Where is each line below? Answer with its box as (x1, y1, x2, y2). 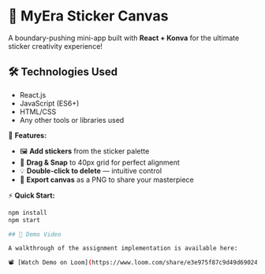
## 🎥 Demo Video (8, 230, 62, 239)
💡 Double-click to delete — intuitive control (19, 165, 162, 176)
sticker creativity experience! (8, 41, 103, 50)
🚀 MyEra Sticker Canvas (8, 7, 169, 25)
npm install (8, 209, 47, 217)
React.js (19, 90, 47, 99)
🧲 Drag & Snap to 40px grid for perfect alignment (19, 157, 180, 167)
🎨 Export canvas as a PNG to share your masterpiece (19, 175, 195, 184)
